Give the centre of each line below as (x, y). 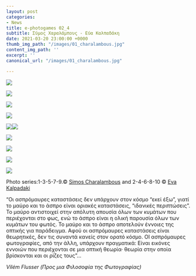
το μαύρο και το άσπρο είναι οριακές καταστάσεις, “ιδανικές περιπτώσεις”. (98, 206)
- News (14, 22)
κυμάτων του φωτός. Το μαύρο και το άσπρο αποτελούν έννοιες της (90, 224)
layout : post (22, 11)
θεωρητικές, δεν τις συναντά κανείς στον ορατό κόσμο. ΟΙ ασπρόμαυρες (96, 237)
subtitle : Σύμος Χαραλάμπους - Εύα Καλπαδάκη (63, 33)
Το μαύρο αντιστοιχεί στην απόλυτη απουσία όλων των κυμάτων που (91, 211)
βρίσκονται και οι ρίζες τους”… (44, 255)
